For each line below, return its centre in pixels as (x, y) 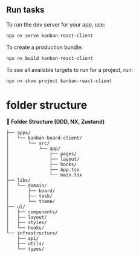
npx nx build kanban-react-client (50, 58)
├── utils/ (31, 244)
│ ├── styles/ (27, 223)
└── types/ (31, 249)
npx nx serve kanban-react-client (50, 36)
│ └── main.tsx (44, 175)
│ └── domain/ (27, 186)
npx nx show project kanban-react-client (59, 81)
